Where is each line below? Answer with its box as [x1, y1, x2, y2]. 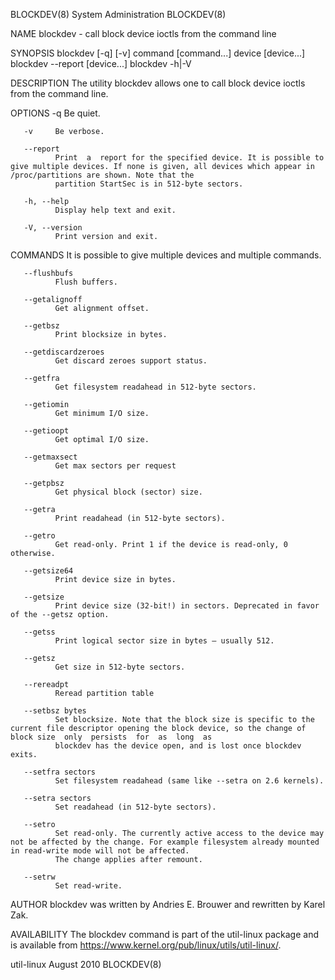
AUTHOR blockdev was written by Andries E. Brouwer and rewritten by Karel [10, 899, 326, 910]
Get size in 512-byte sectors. [54, 662, 186, 672]
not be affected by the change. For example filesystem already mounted [10, 837, 320, 847]
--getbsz [23, 321, 60, 331]
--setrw [23, 872, 56, 882]
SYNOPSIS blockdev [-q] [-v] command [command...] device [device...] [10, 47, 306, 59]
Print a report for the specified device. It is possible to [54, 153, 325, 163]
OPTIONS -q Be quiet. [10, 107, 101, 119]
